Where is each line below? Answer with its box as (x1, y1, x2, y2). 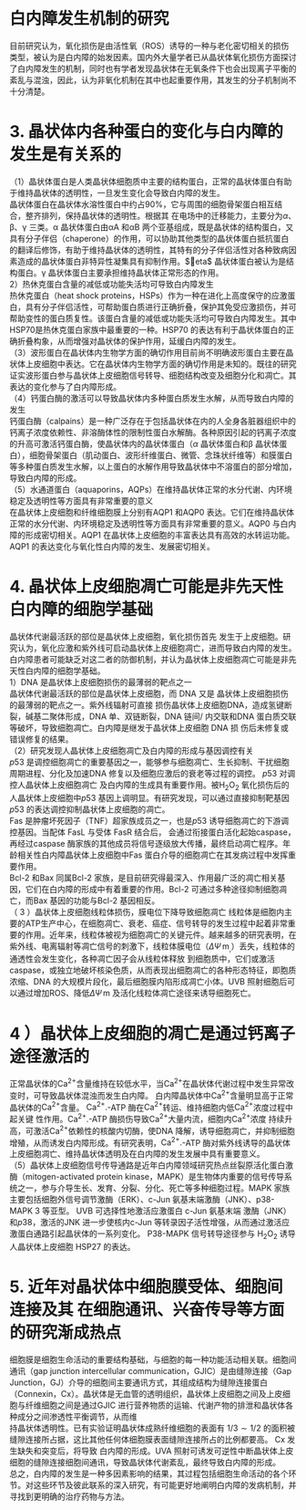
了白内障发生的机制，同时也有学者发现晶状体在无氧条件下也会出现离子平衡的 (9, 63, 297, 74)
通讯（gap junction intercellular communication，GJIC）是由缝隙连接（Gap (9, 1366, 292, 1377)
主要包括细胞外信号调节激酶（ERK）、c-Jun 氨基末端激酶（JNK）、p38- (9, 1194, 275, 1205)
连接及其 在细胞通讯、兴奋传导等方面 (9, 1299, 285, 1320)
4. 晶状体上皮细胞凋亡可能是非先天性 (9, 577, 284, 598)
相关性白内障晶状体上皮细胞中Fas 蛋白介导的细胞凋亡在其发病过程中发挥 (16, 849, 289, 860)
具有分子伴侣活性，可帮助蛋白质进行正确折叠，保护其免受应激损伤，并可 (25, 301, 297, 312)
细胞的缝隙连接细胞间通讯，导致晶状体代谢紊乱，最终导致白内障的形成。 (9, 1457, 280, 1468)
